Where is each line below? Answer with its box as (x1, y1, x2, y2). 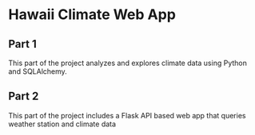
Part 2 (8, 90, 39, 103)
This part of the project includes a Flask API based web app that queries (8, 110, 246, 120)
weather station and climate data (8, 119, 117, 129)
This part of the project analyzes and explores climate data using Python (8, 58, 248, 67)
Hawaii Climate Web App (8, 6, 176, 24)
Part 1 (8, 37, 38, 51)
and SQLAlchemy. (8, 67, 68, 76)
